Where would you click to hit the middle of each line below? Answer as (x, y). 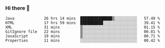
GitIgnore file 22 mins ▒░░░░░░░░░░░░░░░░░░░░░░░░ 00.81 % (82, 32)
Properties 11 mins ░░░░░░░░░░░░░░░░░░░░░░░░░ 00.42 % (82, 41)
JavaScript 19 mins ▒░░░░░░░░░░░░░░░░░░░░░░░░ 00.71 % (82, 36)
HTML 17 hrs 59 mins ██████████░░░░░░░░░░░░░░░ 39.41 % (82, 23)
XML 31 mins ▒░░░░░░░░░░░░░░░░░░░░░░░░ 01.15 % (82, 27)
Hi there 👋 (18, 8)
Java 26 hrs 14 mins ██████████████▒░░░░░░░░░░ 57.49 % (82, 19)
